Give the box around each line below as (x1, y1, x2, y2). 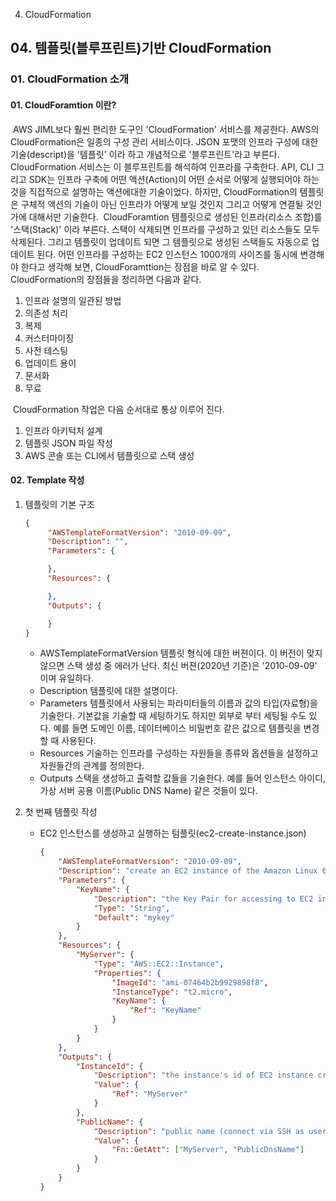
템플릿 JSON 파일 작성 (24, 437, 113, 449)
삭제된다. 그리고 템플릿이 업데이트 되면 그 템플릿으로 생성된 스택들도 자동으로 (10, 235, 310, 248)
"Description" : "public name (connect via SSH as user (93, 1126, 327, 1136)
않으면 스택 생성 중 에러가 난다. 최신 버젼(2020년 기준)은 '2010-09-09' (39, 660, 318, 672)
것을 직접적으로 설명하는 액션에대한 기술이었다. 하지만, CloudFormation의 (10, 185, 298, 198)
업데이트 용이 (24, 357, 77, 369)
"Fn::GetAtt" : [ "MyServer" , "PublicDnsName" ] (111, 1145, 305, 1155)
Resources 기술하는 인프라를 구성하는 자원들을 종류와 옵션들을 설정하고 (39, 747, 319, 759)
